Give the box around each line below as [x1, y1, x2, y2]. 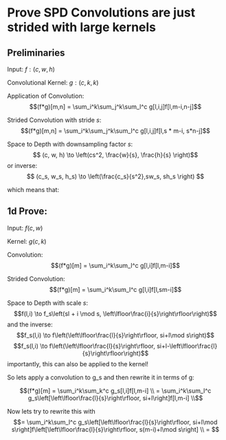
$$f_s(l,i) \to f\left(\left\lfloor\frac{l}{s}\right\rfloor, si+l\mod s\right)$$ [16, 331, 215, 339]
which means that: [7, 186, 60, 193]
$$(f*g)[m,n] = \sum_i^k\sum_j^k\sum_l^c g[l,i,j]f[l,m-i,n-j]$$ [29, 103, 202, 111]
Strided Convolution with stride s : [7, 116, 102, 124]
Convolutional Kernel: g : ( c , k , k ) [7, 78, 99, 87]
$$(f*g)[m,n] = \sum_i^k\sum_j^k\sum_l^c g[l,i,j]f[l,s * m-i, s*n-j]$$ [20, 127, 211, 135]
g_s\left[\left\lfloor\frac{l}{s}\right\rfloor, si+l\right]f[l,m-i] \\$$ [27, 394, 203, 402]
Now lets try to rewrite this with [7, 407, 96, 415]
